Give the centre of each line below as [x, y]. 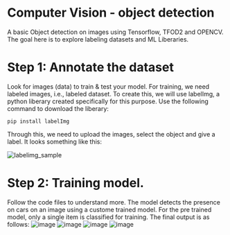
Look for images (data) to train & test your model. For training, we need [108, 86]
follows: [18, 224]
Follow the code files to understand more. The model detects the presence [114, 202]
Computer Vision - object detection [111, 13]
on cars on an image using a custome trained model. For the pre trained [109, 209]
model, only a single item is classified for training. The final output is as [108, 217]
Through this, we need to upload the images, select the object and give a [112, 134]
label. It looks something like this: [55, 141]
